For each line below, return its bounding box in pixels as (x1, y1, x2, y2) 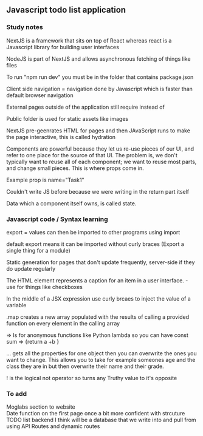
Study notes (6, 23, 44, 32)
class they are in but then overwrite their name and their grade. (6, 363, 164, 370)
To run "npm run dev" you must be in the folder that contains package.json (6, 73, 194, 81)
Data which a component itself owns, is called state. (6, 200, 137, 207)
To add (6, 389, 27, 398)
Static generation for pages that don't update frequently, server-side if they (6, 258, 195, 266)
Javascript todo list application (6, 5, 126, 15)
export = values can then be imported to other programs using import (6, 228, 181, 236)
